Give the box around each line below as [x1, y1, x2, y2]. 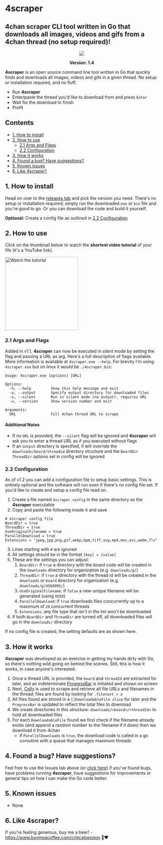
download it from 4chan [12, 727, 60, 733]
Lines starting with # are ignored [12, 547, 77, 552]
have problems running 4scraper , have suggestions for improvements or [5, 770, 151, 776]
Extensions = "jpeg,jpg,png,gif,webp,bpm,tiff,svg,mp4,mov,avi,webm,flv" [5, 538, 158, 543]
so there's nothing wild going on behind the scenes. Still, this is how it [5, 661, 145, 667]
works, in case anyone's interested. [5, 666, 76, 672]
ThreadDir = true [5, 525, 40, 530]
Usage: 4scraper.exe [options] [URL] [5, 373, 82, 378]
